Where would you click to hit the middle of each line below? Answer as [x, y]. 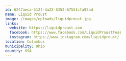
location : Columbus [25, 42]
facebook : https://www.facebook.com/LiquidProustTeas [65, 32]
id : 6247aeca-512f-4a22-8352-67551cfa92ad [49, 10]
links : [12, 23]
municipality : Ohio [25, 46]
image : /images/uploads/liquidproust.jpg [48, 19]
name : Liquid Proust [26, 14]
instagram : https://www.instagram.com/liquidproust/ [64, 37]
